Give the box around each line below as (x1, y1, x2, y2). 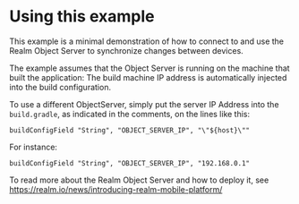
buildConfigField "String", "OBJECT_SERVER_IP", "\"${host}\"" (9, 125, 251, 135)
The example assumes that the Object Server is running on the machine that (9, 63, 290, 73)
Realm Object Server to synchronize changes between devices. (9, 45, 243, 55)
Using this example (9, 6, 155, 27)
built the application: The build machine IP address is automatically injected (9, 72, 287, 82)
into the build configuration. (9, 81, 112, 92)
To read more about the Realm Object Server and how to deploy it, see (9, 174, 269, 185)
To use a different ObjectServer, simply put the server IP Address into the (9, 98, 279, 109)
